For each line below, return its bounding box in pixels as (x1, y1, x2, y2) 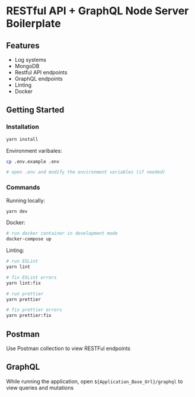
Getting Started (6, 105, 65, 115)
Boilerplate (6, 17, 61, 30)
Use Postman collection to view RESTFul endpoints (6, 345, 130, 352)
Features (6, 40, 40, 51)
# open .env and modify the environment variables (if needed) (6, 169, 166, 175)
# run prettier (6, 291, 44, 297)
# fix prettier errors (6, 307, 62, 313)
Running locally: (6, 197, 46, 204)
